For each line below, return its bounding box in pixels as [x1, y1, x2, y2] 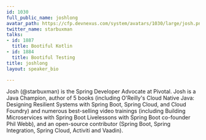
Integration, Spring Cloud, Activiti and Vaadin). [6, 127, 124, 134]
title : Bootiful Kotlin [12, 43, 72, 50]
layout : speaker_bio [6, 65, 59, 72]
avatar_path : [6, 20, 40, 26]
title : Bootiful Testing [12, 54, 75, 61]
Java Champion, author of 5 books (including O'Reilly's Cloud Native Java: [6, 94, 195, 101]
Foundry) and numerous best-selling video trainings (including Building [6, 108, 186, 115]
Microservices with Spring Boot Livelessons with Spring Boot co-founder [6, 114, 191, 121]
